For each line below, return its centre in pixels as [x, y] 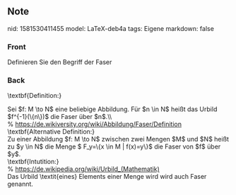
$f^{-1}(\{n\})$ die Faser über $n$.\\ [60, 117]
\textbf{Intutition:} [33, 162]
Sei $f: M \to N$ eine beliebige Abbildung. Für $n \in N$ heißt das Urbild [112, 109]
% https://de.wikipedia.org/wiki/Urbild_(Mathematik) [84, 169]
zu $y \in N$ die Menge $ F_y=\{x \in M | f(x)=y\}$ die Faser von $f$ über [114, 146]
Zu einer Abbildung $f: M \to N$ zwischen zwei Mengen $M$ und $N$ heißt [118, 139]
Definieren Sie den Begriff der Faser [60, 62]
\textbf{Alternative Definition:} [51, 132]
